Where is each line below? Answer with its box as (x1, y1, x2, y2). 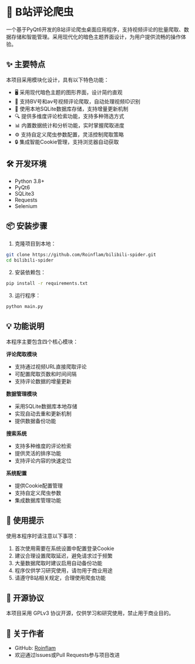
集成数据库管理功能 (14, 497, 62, 504)
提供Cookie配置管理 (14, 482, 63, 489)
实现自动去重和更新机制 (14, 410, 72, 417)
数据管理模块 (6, 390, 37, 397)
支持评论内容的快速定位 (14, 457, 72, 464)
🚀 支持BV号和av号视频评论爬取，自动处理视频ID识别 (14, 98, 141, 105)
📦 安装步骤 (6, 221, 48, 231)
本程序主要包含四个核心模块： (6, 338, 78, 345)
